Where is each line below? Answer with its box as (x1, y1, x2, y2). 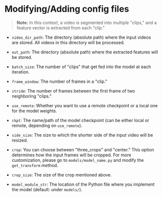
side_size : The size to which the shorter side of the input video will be (11, 132, 153, 138)
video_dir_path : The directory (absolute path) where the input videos (11, 34, 151, 40)
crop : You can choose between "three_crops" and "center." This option (11, 147, 154, 152)
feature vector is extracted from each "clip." (16, 25, 105, 30)
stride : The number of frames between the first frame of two (11, 88, 135, 94)
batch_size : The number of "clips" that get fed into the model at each (11, 64, 151, 70)
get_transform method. (11, 162, 59, 168)
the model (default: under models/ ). (11, 186, 82, 192)
